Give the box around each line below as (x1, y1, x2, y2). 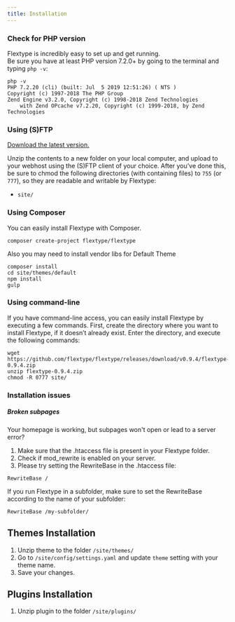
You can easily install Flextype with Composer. (7, 224, 142, 232)
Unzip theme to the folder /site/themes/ (17, 546, 134, 554)
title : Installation (7, 10, 68, 18)
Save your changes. (17, 568, 76, 576)
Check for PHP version (7, 33, 86, 43)
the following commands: (7, 336, 80, 344)
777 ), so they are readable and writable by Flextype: (7, 177, 157, 185)
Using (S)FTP (7, 124, 54, 134)
